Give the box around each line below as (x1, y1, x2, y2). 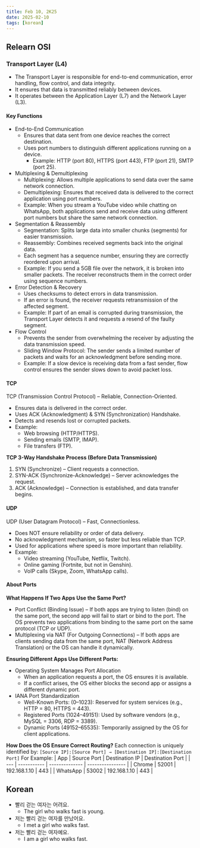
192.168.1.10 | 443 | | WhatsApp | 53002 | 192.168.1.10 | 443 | (6, 767, 153, 774)
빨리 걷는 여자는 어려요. (14, 801, 70, 808)
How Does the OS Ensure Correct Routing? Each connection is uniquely (6, 741, 184, 748)
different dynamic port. (23, 686, 80, 693)
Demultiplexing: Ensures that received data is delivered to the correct (23, 189, 193, 196)
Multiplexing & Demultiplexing (14, 170, 88, 177)
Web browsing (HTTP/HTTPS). (23, 430, 99, 437)
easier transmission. (23, 233, 73, 240)
